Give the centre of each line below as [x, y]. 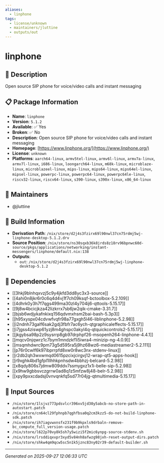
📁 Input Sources [30, 391]
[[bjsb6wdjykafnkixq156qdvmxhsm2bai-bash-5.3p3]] [66, 314]
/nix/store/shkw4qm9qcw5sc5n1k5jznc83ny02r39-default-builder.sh [80, 442]
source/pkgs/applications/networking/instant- [60, 248]
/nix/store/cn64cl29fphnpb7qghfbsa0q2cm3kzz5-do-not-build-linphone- [84, 413]
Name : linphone [28, 116]
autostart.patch [29, 408]
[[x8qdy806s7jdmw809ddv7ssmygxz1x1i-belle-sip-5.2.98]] [72, 366]
